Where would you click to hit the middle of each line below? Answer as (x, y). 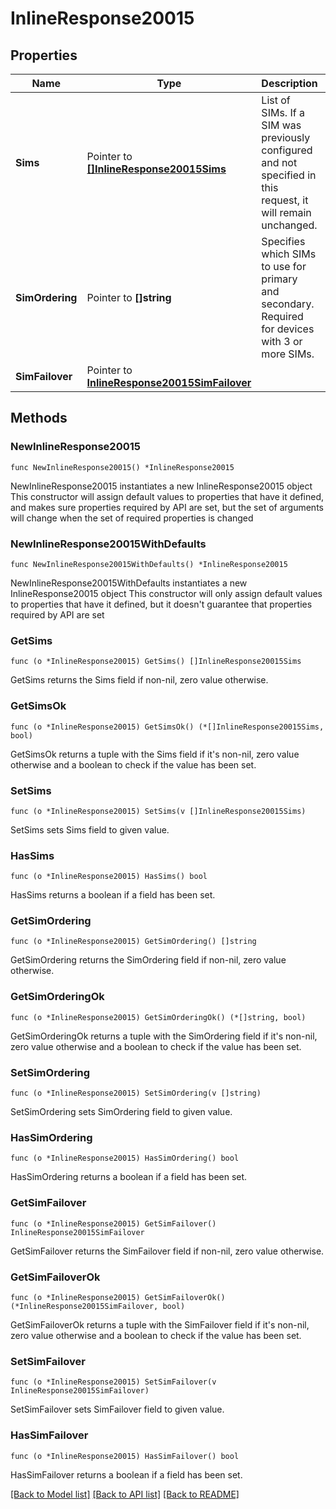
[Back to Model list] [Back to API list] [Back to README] (125, 1494)
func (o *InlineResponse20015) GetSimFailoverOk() (118, 1297)
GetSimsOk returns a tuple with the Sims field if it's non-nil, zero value (155, 754)
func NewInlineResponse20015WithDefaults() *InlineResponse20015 (149, 564)
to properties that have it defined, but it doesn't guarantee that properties (161, 604)
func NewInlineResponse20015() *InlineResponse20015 (122, 467)
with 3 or (282, 341)
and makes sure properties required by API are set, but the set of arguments (167, 507)
